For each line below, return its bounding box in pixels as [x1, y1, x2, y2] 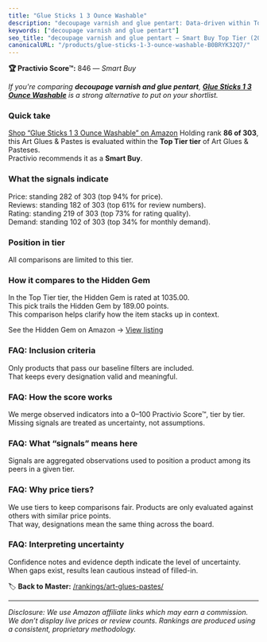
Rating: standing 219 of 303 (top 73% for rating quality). [8, 208, 192, 218]
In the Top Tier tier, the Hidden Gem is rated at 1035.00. [8, 293, 190, 302]
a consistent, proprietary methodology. [8, 624, 137, 633]
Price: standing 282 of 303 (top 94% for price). [8, 192, 163, 201]
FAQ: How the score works [8, 391, 113, 403]
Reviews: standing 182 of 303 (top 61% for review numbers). [8, 200, 207, 209]
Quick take [8, 111, 51, 122]
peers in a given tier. [8, 465, 75, 474]
